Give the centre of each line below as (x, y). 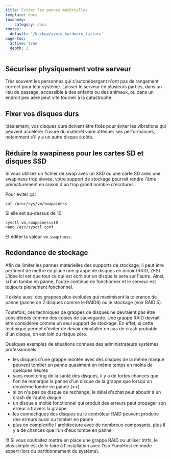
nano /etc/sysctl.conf (29, 227)
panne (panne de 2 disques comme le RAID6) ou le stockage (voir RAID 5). (84, 302)
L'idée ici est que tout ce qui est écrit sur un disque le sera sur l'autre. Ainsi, (85, 276)
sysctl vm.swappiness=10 (32, 223)
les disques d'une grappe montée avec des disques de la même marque (89, 359)
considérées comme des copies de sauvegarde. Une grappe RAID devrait (82, 317)
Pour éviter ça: (21, 194)
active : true (24, 44)
